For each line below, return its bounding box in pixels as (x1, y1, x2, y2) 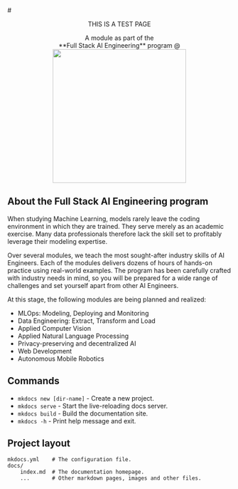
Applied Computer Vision (17, 324, 92, 332)
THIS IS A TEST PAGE (87, 20, 151, 28)
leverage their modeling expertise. (7, 237, 108, 245)
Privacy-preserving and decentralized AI (17, 339, 136, 348)
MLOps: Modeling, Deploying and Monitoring (17, 309, 149, 317)
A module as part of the (85, 34, 154, 42)
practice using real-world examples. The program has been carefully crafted (7, 266, 231, 274)
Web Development (17, 346, 72, 355)
